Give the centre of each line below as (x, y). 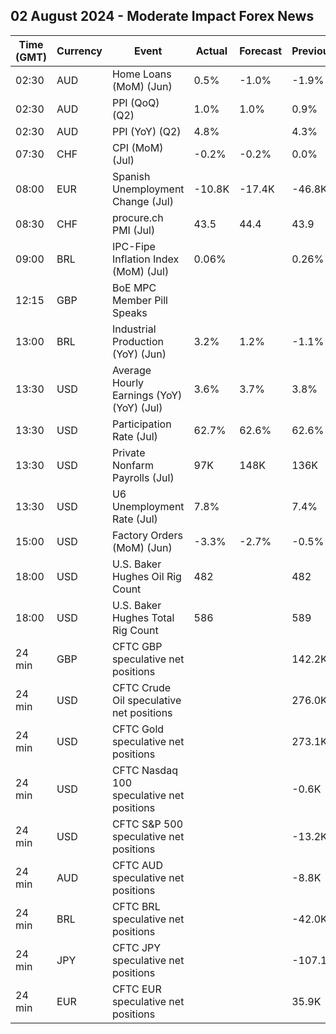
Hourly (128, 382)
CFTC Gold (138, 729)
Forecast (261, 51)
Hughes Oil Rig (146, 576)
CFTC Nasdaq (144, 770)
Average (131, 370)
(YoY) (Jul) (137, 407)
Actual (211, 51)
